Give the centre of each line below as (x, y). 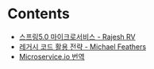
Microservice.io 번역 (52, 56)
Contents (39, 14)
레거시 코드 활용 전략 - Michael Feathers (83, 46)
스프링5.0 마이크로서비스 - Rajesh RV (77, 36)
